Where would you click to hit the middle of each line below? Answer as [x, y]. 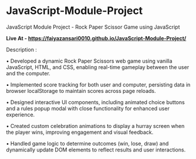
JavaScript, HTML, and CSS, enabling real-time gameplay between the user [98, 67]
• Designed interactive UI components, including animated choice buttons [95, 102]
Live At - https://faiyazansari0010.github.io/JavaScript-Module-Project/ [96, 38]
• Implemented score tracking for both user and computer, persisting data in [98, 84]
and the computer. [28, 73]
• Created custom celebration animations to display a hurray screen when [95, 126]
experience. [21, 115]
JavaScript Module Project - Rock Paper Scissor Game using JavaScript [93, 27]
